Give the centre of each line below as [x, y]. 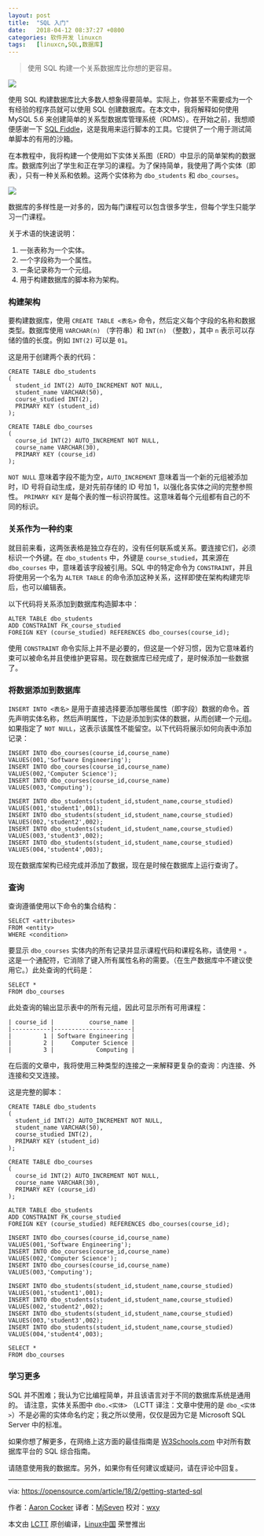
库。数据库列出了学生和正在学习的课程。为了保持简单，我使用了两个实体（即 [132, 165]
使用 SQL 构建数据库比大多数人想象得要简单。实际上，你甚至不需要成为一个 [130, 100]
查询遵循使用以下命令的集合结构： [63, 906]
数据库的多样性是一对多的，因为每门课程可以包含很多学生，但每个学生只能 [128, 207]
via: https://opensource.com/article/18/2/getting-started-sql [105, 1491]
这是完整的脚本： [36, 1092]
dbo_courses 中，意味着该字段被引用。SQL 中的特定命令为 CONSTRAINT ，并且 [130, 567]
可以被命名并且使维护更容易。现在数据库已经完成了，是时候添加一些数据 [132, 657]
